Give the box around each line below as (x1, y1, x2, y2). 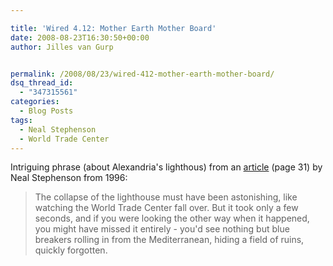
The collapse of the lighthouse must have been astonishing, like (34, 191, 298, 203)
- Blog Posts (19, 106, 74, 116)
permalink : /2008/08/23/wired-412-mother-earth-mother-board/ (10, 69, 275, 79)
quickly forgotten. (34, 244, 108, 256)
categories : (10, 97, 60, 107)
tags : (10, 115, 33, 125)
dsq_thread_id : (10, 78, 74, 88)
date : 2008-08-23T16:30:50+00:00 (10, 32, 150, 43)
